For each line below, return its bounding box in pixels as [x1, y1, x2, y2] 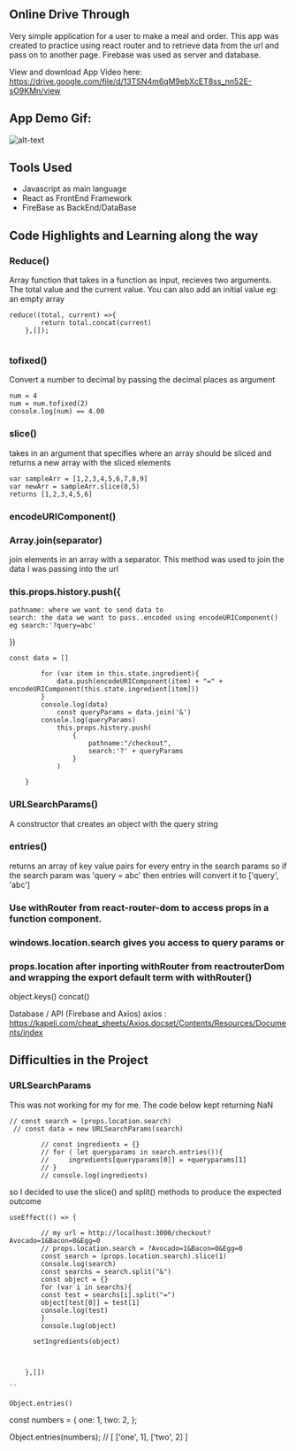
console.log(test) [41, 1306, 109, 1315]
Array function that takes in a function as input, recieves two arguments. [9, 274, 272, 286]
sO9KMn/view [9, 85, 61, 96]
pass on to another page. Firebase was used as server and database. [9, 49, 262, 60]
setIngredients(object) [32, 1337, 121, 1346]
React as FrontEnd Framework [21, 193, 133, 204]
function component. [9, 912, 102, 924]
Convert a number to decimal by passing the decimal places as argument [9, 374, 276, 385]
